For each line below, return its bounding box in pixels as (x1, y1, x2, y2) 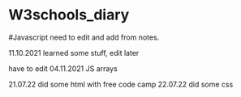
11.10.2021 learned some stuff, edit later (8, 48, 140, 57)
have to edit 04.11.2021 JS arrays (8, 63, 118, 74)
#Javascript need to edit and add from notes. (8, 32, 160, 42)
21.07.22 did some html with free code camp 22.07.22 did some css (8, 79, 234, 89)
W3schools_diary (8, 6, 130, 24)
